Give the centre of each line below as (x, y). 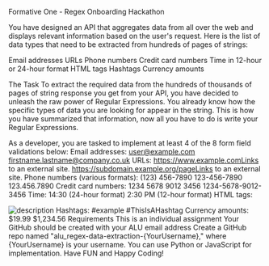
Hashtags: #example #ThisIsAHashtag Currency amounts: (152, 210)
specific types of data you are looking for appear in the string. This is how (131, 110)
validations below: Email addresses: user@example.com (102, 152)
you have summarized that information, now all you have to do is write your (133, 119)
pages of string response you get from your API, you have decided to (124, 93)
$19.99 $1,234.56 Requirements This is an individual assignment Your (124, 219)
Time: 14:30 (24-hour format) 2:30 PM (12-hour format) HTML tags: (140, 194)
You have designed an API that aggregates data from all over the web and (131, 27)
